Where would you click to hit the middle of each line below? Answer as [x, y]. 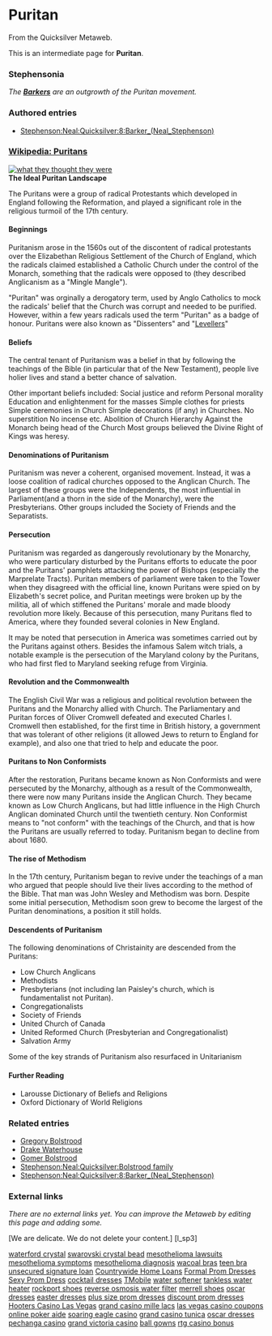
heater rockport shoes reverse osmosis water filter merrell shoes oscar [127, 1289]
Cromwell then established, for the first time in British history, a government [134, 726]
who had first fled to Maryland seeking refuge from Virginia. [108, 663]
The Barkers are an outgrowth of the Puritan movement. [102, 92]
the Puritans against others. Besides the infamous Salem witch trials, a [125, 646]
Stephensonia [36, 74]
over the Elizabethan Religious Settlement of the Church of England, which [133, 256]
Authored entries [42, 113]
